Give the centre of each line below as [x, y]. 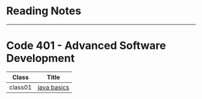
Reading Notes [44, 11]
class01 [20, 87]
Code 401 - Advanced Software [86, 46]
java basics [54, 87]
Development [41, 58]
